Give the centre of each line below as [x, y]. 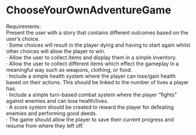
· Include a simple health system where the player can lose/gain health [91, 76]
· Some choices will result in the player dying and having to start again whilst [98, 45]
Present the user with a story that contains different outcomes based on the [97, 32]
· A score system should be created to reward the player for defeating [90, 107]
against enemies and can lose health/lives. [57, 101]
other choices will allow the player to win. [56, 51]
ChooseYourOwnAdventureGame [89, 10]
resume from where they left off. [45, 126]
